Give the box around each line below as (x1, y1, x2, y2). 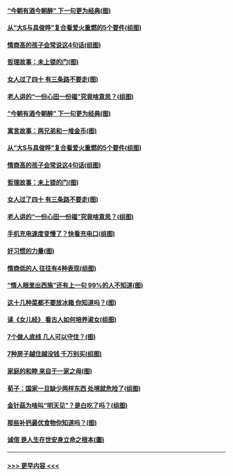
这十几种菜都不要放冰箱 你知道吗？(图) (7, 298, 116, 307)
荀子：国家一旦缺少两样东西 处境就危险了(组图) (7, 384, 141, 392)
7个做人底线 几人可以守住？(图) (7, 332, 96, 341)
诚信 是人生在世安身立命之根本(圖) (7, 436, 105, 444)
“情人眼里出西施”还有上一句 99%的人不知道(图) (7, 281, 144, 289)
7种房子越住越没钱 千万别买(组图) (7, 350, 103, 358)
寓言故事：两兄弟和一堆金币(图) (7, 126, 97, 135)
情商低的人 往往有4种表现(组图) (7, 264, 97, 272)
